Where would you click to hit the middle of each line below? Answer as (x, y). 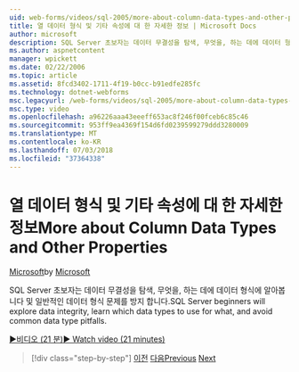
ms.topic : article (43, 76)
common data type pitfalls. (58, 321)
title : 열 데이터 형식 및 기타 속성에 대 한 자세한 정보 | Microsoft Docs (133, 26)
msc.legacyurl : (37, 100)
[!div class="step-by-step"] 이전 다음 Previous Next (123, 359)
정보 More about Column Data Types (143, 227)
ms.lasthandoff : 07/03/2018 (61, 150)
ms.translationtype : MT (53, 134)
